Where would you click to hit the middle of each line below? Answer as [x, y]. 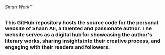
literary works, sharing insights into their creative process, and [83, 41]
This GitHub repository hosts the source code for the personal [82, 23]
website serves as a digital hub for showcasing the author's [79, 35]
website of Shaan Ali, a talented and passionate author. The [79, 28]
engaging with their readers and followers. [58, 47]
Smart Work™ [19, 7]
